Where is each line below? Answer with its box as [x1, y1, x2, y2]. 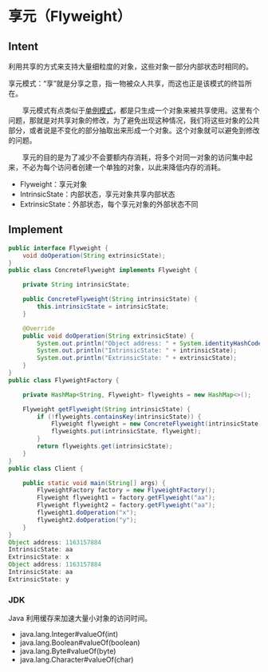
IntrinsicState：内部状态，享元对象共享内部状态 [19, 189, 175, 199]
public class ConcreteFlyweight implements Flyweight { [8, 267, 198, 275]
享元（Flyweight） [8, 7, 132, 26]
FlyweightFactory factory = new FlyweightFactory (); [37, 486, 216, 495]
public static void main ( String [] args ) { [22, 479, 166, 487]
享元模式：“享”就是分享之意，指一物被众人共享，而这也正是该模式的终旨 [8, 79, 246, 88]
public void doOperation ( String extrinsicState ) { [22, 332, 195, 340]
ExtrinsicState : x [8, 553, 69, 561]
